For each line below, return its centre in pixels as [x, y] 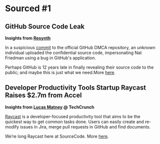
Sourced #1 [28, 9]
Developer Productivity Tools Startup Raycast [76, 88]
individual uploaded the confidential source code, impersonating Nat [73, 53]
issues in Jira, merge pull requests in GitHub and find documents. [85, 126]
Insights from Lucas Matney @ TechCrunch [50, 107]
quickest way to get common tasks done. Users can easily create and [74, 122]
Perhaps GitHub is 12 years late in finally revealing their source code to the [80, 67]
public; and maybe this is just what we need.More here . [60, 72]
